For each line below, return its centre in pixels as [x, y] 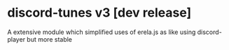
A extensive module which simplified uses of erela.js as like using [102, 32]
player [16, 39]
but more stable [49, 39]
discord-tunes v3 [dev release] [99, 13]
